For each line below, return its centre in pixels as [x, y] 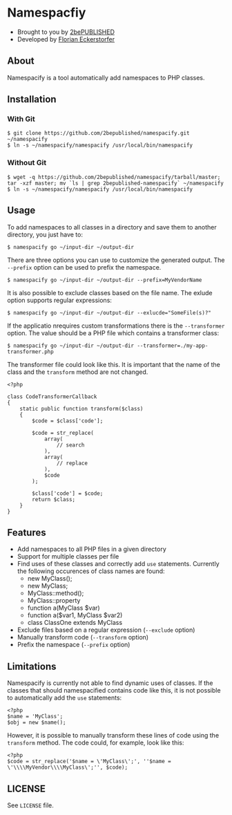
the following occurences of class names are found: [91, 571]
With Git [21, 119]
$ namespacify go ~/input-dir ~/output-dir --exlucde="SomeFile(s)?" [109, 312]
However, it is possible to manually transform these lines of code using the [113, 736]
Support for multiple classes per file [68, 556]
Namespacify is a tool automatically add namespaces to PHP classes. [106, 77]
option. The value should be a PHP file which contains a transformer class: [113, 332]
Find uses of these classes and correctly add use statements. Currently [118, 564]
